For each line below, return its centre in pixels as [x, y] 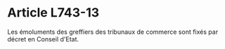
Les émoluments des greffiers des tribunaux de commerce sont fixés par [113, 32]
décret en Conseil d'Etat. [43, 39]
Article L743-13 [53, 13]
